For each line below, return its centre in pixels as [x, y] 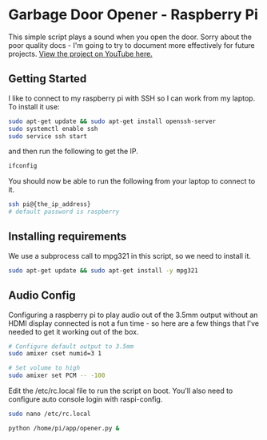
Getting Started [48, 79]
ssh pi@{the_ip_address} [50, 204]
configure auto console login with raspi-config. [86, 399]
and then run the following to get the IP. [73, 151]
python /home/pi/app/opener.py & [64, 428]
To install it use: [34, 106]
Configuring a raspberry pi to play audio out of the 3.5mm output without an [133, 315]
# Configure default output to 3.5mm [71, 346]
